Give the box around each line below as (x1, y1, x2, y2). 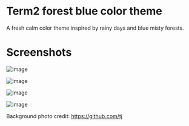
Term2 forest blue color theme (6, 4, 162, 18)
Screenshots (6, 45, 72, 59)
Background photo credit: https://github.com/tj (6, 112, 123, 119)
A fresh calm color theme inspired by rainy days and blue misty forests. (6, 24, 184, 31)
